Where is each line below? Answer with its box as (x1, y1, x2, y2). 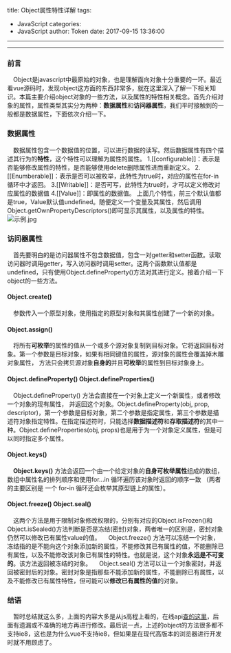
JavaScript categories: (16, 20, 81, 28)
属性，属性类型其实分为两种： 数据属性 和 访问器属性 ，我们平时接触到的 (19, 101, 218, 110)
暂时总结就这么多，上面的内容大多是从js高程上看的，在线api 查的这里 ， (12, 612, 213, 621)
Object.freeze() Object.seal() (7, 500, 91, 508)
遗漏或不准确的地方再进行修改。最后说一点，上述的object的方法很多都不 (19, 621, 224, 630)
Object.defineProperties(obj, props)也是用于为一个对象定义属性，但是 (19, 425, 217, 434)
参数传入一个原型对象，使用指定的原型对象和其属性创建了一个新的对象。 (12, 309, 218, 317)
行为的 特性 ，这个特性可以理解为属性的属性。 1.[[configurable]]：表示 (19, 154, 214, 163)
